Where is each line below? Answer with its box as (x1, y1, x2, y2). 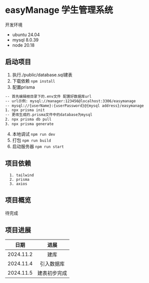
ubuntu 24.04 (12, 32, 40, 38)
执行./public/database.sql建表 (12, 72, 73, 78)
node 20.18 (12, 42, 35, 48)
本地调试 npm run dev (12, 131, 56, 137)
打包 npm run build (12, 137, 51, 143)
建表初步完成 (37, 270, 67, 277)
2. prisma (9, 177, 30, 182)
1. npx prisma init (5, 108, 45, 113)
